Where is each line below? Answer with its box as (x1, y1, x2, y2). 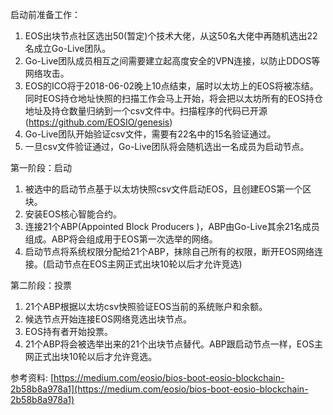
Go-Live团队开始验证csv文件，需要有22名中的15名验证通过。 (24, 128, 277, 140)
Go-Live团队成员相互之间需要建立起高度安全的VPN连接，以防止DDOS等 (24, 55, 321, 67)
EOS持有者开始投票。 (24, 326, 113, 337)
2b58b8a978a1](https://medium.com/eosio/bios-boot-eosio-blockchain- (10, 383, 309, 395)
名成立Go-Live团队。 (24, 43, 112, 54)
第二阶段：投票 (10, 279, 72, 291)
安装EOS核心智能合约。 (24, 208, 122, 220)
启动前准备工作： (10, 9, 81, 20)
